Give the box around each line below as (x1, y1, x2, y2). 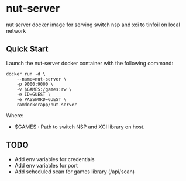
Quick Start (6, 44, 49, 54)
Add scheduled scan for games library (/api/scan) (14, 168, 135, 175)
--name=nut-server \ (16, 76, 67, 82)
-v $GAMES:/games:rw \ (16, 86, 72, 92)
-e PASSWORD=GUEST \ (16, 96, 67, 102)
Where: (6, 112, 24, 119)
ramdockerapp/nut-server (16, 102, 77, 107)
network (6, 27, 26, 34)
